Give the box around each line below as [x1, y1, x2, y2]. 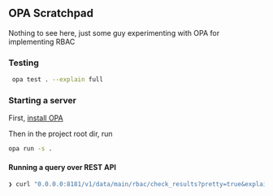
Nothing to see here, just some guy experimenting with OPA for [8, 28, 220, 37]
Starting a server [8, 94, 77, 106]
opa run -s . [8, 145, 53, 153]
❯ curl [8, 181, 31, 189]
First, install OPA [8, 113, 63, 123]
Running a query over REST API [8, 162, 116, 172]
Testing [8, 57, 39, 68]
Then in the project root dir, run [8, 129, 113, 139]
